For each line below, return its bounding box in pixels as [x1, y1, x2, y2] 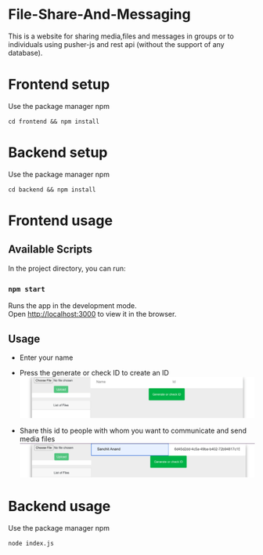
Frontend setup [8, 76, 110, 93]
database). [8, 48, 43, 57]
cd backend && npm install [8, 186, 96, 194]
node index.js [8, 539, 55, 547]
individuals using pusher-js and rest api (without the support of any [8, 39, 225, 49]
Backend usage [8, 497, 111, 515]
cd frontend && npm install [8, 118, 100, 125]
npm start [8, 285, 45, 293]
